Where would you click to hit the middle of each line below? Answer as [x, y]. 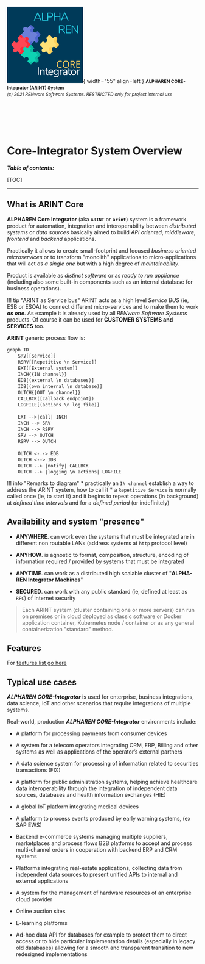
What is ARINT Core [45, 205]
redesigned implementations [51, 954]
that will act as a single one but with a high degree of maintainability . [93, 264]
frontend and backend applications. [52, 239]
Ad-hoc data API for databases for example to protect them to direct [101, 935]
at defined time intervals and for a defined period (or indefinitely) [88, 502]
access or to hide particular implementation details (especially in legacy [106, 941]
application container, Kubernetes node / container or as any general [108, 622]
